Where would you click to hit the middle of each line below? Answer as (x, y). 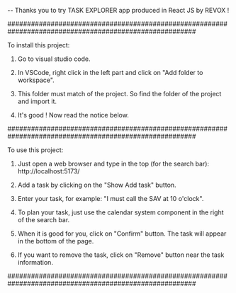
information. (35, 262)
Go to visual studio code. (54, 59)
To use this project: (35, 150)
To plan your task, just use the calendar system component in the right (120, 212)
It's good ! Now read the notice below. (73, 115)
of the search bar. (44, 220)
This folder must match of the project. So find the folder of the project (119, 94)
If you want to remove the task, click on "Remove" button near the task (121, 255)
